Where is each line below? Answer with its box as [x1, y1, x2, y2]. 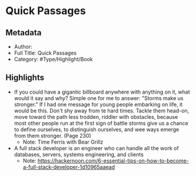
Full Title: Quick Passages [14, 49, 77, 57]
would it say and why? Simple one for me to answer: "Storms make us [14, 94, 184, 101]
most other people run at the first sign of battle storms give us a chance [14, 119, 189, 127]
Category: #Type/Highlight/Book [14, 56, 94, 62]
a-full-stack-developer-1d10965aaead [22, 163, 115, 170]
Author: [14, 43, 33, 50]
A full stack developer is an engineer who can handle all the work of [14, 144, 179, 151]
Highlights [5, 72, 45, 83]
